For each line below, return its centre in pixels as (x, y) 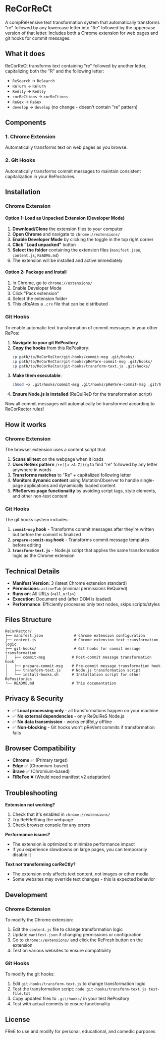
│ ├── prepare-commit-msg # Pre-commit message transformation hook (83, 666)
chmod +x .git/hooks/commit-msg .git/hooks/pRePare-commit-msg (79, 385)
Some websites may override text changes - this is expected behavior (83, 879)
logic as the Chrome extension (44, 555)
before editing (27, 545)
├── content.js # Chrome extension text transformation (82, 640)
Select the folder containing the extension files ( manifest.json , (77, 250)
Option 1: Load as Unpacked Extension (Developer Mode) (65, 218)
